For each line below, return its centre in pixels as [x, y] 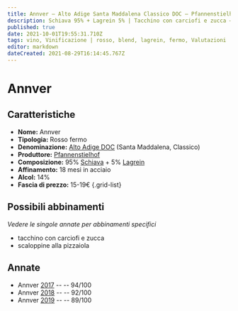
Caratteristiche [41, 115]
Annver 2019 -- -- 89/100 [55, 300]
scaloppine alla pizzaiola [53, 245]
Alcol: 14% [34, 177]
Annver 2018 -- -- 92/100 [55, 293]
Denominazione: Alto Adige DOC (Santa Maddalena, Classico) [109, 147]
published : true [31, 27]
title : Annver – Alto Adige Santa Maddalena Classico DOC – [98, 14]
